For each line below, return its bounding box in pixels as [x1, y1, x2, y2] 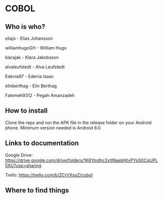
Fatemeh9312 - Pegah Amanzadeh [5, 93, 75, 98]
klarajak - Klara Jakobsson [5, 54, 59, 60]
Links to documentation [5, 139, 79, 148]
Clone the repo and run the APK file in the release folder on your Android [5, 120, 152, 125]
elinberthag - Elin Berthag [5, 83, 57, 89]
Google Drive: [5, 152, 33, 158]
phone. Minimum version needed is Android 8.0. [5, 124, 102, 130]
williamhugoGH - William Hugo [5, 45, 67, 50]
